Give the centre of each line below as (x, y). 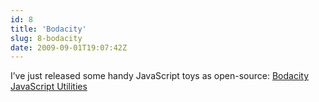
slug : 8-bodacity (46, 38)
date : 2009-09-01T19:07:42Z (69, 47)
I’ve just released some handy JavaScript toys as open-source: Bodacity (160, 76)
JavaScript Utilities (49, 87)
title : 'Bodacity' (48, 29)
